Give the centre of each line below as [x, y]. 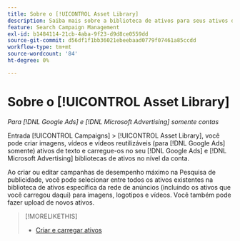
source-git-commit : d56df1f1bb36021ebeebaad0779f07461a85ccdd [102, 41]
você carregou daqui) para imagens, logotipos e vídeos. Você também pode [119, 195]
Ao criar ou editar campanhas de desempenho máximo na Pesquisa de [112, 172]
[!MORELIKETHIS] [51, 216]
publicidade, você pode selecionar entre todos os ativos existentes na [110, 180]
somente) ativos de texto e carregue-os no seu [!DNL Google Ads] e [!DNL [117, 150]
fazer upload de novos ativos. [51, 202]
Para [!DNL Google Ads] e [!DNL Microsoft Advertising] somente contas [113, 121]
